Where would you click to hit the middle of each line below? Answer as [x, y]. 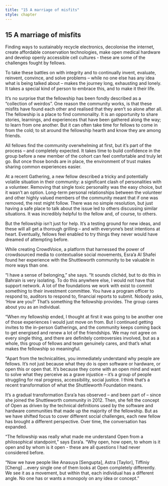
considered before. [25, 453]
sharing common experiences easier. [43, 167]
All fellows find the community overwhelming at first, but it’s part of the [78, 146]
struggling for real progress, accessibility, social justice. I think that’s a [78, 380]
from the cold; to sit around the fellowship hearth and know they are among [83, 131]
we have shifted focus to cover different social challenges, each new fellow [83, 416]
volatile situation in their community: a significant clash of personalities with [83, 182]
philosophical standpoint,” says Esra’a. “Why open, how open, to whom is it [83, 442]
